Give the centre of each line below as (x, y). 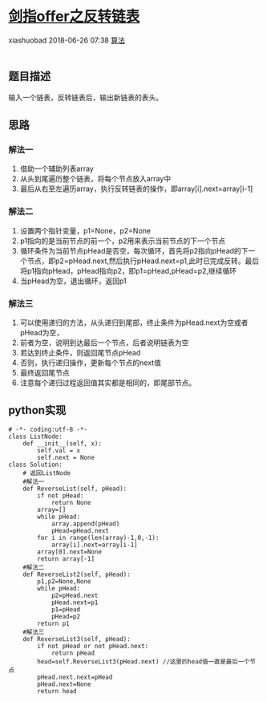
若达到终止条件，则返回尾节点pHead (80, 353)
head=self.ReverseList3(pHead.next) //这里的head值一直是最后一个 (144, 661)
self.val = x (59, 450)
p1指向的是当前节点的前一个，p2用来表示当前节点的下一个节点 (123, 241)
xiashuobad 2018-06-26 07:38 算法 (67, 40)
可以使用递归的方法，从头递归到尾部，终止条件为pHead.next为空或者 (134, 323)
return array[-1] (66, 558)
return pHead (73, 653)
